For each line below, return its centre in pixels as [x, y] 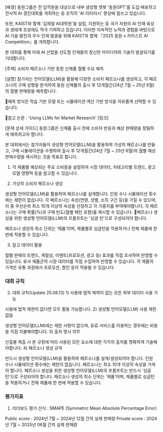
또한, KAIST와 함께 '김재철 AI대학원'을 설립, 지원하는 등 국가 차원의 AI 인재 [75, 24]
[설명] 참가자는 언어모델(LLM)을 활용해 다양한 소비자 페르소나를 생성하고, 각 [76, 79]
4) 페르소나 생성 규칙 [43, 348]
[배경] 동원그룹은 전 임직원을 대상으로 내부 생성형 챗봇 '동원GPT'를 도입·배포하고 [81, 7]
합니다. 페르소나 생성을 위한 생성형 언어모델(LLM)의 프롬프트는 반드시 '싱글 [81, 371]
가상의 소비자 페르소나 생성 [37, 183]
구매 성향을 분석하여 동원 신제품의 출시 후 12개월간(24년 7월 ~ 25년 [81, 85]
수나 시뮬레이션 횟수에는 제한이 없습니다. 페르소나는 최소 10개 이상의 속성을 [76, 364]
